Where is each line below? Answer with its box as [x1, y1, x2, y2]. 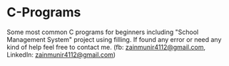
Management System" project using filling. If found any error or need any [6, 35, 222, 43]
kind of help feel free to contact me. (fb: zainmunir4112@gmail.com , [6, 43, 206, 51]
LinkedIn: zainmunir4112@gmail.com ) [6, 50, 116, 59]
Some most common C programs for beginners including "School [6, 28, 199, 36]
